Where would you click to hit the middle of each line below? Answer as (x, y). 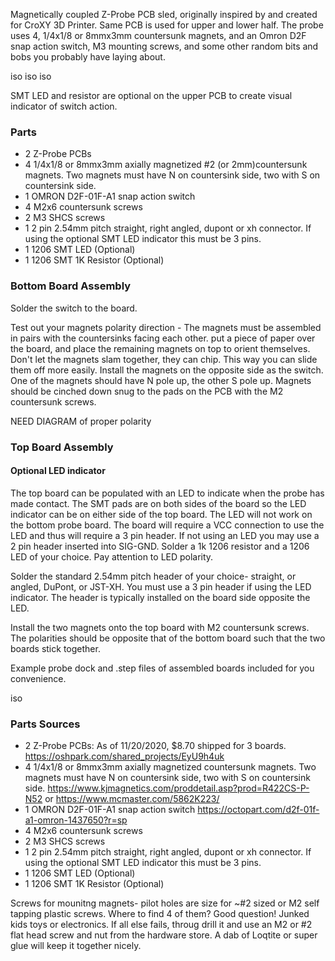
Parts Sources (45, 724)
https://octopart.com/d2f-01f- (258, 810)
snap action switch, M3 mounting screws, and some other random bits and (164, 46)
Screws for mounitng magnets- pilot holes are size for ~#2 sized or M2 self (165, 903)
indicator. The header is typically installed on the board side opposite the (160, 597)
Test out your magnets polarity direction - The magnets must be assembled (166, 327)
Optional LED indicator (58, 471)
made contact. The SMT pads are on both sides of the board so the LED (158, 503)
